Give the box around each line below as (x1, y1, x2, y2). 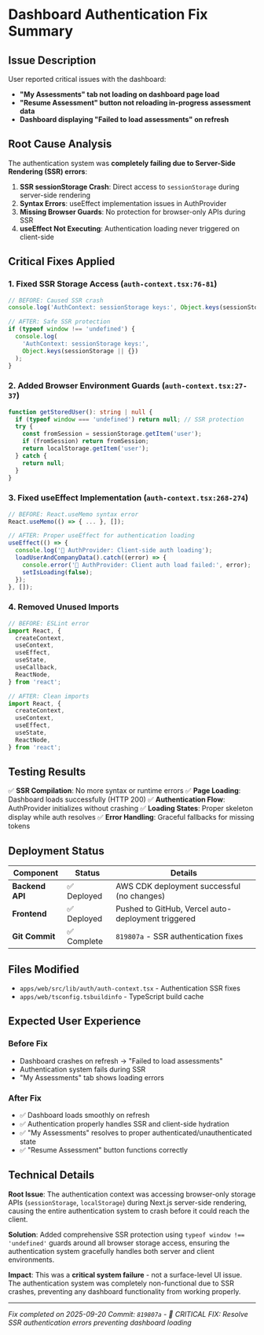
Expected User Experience (8, 1015, 141, 1028)
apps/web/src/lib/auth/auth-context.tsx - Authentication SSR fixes (19, 983, 241, 993)
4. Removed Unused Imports (8, 602, 119, 613)
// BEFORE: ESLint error (8, 619, 90, 627)
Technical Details (8, 1168, 95, 1182)
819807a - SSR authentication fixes (115, 931, 244, 942)
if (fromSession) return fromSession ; (22, 437, 149, 445)
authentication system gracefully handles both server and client (8, 1246, 214, 1256)
